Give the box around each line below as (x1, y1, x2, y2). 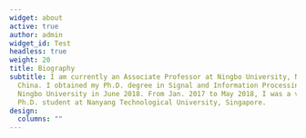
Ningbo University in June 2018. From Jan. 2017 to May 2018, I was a (17, 89, 291, 98)
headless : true (9, 47, 67, 56)
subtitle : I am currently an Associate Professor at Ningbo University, (9, 73, 291, 82)
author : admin (9, 30, 64, 39)
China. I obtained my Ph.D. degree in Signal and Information (17, 81, 259, 90)
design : (9, 106, 39, 115)
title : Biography (9, 64, 76, 74)
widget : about (9, 13, 64, 23)
